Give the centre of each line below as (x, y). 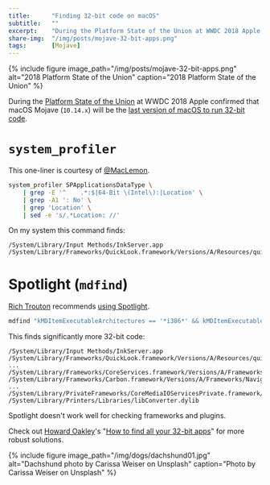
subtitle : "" (34, 23)
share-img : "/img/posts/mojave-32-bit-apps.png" (93, 38)
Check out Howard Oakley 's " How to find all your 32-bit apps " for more (127, 431)
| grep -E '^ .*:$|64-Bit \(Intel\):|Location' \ (113, 193)
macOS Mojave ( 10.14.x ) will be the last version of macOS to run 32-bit (127, 110)
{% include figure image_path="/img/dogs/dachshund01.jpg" (110, 455)
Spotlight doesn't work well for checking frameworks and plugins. (117, 416)
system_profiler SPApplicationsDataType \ (80, 185)
